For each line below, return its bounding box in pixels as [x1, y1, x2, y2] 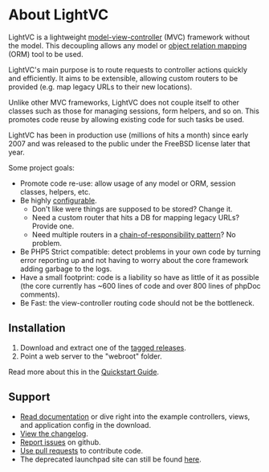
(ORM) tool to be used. [8, 49, 84, 59]
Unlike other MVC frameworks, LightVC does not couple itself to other [8, 97, 239, 107]
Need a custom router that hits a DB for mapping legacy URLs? [31, 212, 239, 222]
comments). [19, 289, 60, 299]
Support [8, 390, 51, 404]
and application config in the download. [19, 420, 151, 429]
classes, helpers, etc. [19, 187, 91, 196]
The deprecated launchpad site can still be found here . [19, 454, 202, 464]
